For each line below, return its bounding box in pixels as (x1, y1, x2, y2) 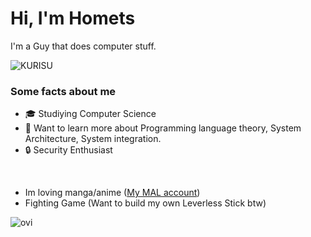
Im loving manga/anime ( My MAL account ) (24, 187, 201, 199)
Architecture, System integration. (24, 133, 162, 145)
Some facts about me (10, 84, 117, 98)
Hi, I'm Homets (10, 7, 136, 30)
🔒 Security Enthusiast (24, 144, 113, 156)
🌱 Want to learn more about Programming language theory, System (24, 122, 302, 134)
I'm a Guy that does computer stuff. (10, 40, 157, 52)
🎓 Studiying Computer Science (24, 108, 157, 120)
